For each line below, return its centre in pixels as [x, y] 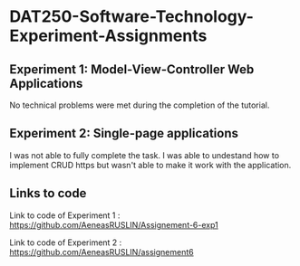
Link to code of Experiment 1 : [65, 215]
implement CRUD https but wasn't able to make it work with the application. [150, 165]
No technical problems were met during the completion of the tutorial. [140, 105]
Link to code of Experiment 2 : [66, 242]
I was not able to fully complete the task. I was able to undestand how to [144, 155]
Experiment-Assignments [108, 36]
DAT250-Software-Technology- [131, 17]
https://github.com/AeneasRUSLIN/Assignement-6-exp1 [114, 224]
